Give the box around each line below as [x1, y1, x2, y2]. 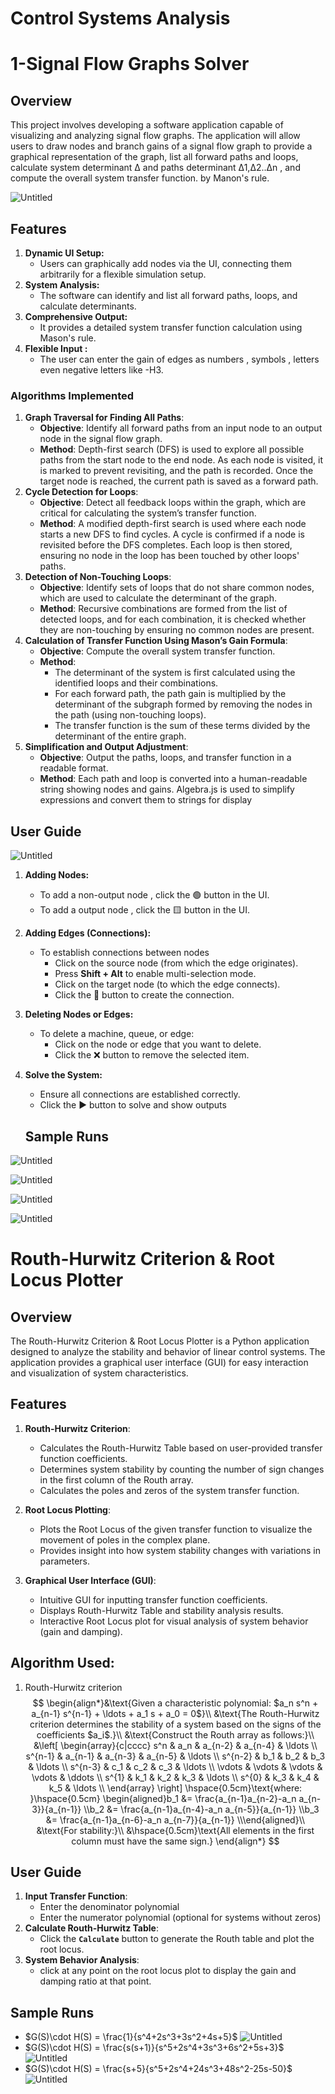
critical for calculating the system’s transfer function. [39, 507, 257, 519]
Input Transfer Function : [24, 1890, 128, 1902]
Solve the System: [24, 1069, 103, 1081]
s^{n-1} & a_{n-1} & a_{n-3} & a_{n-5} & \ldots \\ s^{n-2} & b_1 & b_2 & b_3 [25, 1750, 326, 1762]
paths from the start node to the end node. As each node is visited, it [39, 454, 323, 466]
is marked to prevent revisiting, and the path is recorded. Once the [39, 465, 314, 477]
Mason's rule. [39, 332, 97, 344]
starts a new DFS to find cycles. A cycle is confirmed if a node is [39, 528, 305, 541]
